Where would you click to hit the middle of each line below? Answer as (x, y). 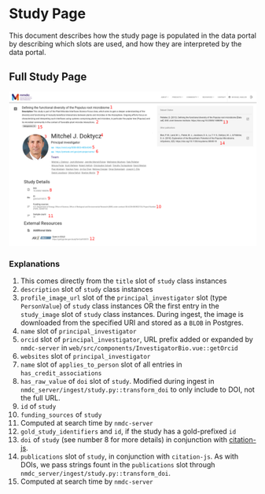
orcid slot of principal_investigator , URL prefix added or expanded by (137, 340)
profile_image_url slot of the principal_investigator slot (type (123, 298)
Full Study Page (48, 77)
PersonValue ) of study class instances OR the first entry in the (120, 306)
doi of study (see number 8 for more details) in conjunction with (123, 440)
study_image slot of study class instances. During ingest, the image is (132, 315)
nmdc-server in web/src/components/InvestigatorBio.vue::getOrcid (129, 348)
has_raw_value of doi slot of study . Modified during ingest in (117, 382)
